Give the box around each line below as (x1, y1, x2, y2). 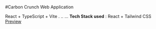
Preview (5, 19, 22, 24)
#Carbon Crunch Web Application (5, 4, 74, 10)
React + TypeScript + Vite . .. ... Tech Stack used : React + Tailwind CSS (5, 14, 152, 19)
